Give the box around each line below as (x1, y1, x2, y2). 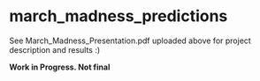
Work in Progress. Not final (9, 62, 111, 72)
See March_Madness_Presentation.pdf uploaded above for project (9, 35, 252, 46)
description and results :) (9, 44, 101, 55)
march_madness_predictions (9, 6, 228, 26)
